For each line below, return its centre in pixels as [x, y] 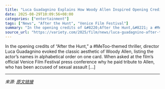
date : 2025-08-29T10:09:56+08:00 [39, 14]
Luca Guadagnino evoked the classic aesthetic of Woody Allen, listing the [79, 51]
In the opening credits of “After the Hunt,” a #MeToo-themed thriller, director [82, 46]
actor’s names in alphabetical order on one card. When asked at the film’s [79, 56]
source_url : [17, 32]
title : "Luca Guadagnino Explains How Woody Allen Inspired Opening [77, 10]
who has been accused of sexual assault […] [50, 67]
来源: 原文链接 [19, 82]
